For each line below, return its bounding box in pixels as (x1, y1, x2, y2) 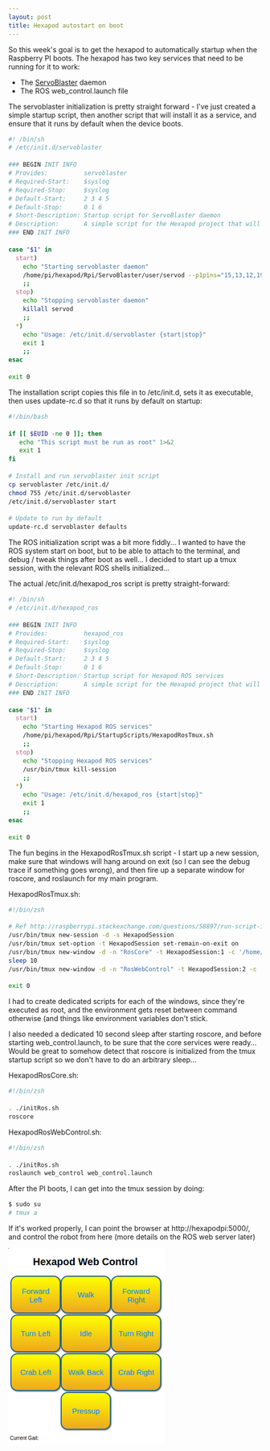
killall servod (22, 305, 74, 313)
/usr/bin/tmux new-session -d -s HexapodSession (8, 931, 174, 940)
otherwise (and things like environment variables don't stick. (8, 1014, 208, 1023)
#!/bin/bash (8, 412, 48, 420)
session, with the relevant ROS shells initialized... (8, 564, 170, 573)
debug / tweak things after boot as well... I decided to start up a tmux (8, 555, 237, 564)
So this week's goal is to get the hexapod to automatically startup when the (8, 44, 258, 54)
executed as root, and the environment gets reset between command (8, 1005, 237, 1015)
